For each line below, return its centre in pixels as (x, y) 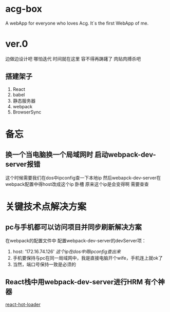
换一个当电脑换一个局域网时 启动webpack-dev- (81, 155)
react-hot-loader (23, 304)
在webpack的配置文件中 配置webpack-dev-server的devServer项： (76, 240)
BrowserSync (27, 112)
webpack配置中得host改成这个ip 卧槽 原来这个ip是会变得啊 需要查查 (77, 184)
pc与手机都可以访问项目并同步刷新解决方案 (74, 227)
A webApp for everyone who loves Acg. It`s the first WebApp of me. (77, 23)
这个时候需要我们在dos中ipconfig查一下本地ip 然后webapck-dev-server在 (83, 178)
